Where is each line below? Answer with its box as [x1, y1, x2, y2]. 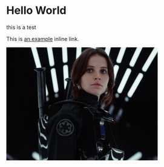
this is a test [6, 24, 36, 31]
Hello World [6, 4, 67, 17]
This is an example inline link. [6, 35, 80, 42]
